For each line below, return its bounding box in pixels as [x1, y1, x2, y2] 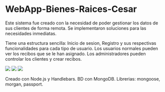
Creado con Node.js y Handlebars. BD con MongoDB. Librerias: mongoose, [5, 76, 160, 82]
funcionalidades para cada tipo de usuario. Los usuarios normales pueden [5, 45, 158, 51]
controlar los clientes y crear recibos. [5, 56, 82, 62]
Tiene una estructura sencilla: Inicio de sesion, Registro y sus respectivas [5, 40, 156, 46]
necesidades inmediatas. [5, 30, 56, 36]
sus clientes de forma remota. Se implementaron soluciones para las [5, 25, 146, 31]
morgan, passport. [5, 81, 43, 87]
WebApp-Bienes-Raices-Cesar [5, 3, 137, 15]
